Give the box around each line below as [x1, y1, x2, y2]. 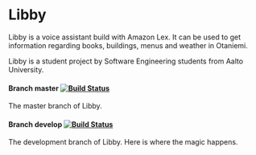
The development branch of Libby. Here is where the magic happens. [8, 137, 238, 147]
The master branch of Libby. [8, 101, 102, 111]
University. [8, 64, 44, 74]
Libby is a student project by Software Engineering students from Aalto [8, 56, 244, 66]
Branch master [8, 83, 59, 93]
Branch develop [8, 119, 63, 129]
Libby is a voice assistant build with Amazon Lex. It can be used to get [8, 32, 242, 42]
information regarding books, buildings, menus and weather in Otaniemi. [8, 40, 248, 50]
